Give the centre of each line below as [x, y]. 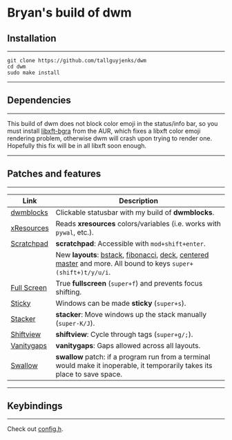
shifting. [69, 292]
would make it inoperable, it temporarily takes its [134, 365]
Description [138, 201]
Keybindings [35, 406]
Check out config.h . [35, 429]
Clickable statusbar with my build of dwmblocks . [135, 212]
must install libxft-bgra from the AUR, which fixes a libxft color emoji [104, 131]
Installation [32, 38]
